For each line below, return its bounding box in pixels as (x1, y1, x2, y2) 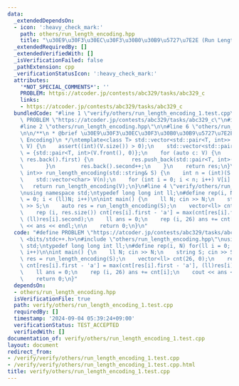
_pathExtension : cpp (14, 63, 75, 71)
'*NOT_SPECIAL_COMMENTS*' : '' (20, 83, 110, 90)
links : (20, 97, 40, 104)
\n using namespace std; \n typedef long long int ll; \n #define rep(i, (20, 189, 228, 197)
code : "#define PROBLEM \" (14, 229, 94, 236)
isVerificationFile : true (14, 295, 91, 303)
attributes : (14, 76, 50, 84)
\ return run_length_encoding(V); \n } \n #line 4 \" (20, 182, 176, 189)
